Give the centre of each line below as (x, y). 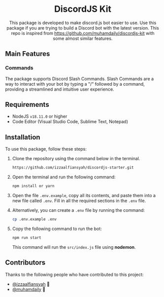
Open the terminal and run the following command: (64, 177)
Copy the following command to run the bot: (57, 229)
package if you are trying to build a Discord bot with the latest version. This (83, 28)
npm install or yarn (33, 186)
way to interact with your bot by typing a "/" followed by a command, (75, 84)
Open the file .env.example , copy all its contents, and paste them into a (84, 195)
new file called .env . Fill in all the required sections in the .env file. (79, 201)
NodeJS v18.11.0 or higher (40, 116)
